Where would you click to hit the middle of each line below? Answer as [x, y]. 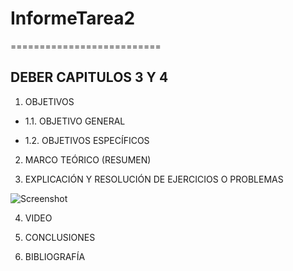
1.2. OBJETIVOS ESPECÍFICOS [87, 140]
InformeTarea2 [73, 18]
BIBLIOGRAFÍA [55, 256]
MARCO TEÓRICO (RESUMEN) [88, 159]
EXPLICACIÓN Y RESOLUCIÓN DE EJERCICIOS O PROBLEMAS [154, 179]
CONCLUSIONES [60, 237]
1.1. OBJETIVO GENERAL [75, 121]
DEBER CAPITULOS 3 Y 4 [89, 77]
